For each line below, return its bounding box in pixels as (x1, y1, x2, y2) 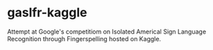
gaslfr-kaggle (7, 5, 87, 21)
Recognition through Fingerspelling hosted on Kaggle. (7, 34, 162, 42)
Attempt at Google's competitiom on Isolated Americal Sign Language (7, 27, 207, 36)
